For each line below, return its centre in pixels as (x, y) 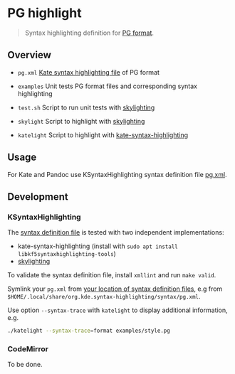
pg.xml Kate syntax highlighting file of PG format (89, 72)
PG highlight (45, 13)
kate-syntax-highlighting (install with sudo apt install (98, 246)
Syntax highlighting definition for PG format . (89, 33)
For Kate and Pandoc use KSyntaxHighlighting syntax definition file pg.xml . (117, 174)
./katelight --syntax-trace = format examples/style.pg (89, 331)
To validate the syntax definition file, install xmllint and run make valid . (112, 275)
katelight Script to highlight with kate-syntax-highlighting (103, 135)
